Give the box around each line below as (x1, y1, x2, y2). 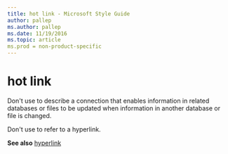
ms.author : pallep (7, 23, 61, 30)
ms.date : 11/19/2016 (7, 30, 68, 37)
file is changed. (7, 111, 52, 120)
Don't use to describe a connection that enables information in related (7, 96, 210, 105)
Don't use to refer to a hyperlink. (7, 124, 101, 134)
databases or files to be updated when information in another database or (7, 103, 221, 113)
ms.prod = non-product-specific (7, 43, 102, 50)
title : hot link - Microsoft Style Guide (7, 10, 130, 18)
